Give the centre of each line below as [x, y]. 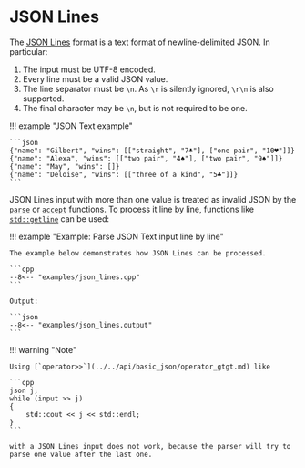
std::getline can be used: [60, 218]
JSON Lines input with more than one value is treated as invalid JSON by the [153, 199]
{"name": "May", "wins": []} [65, 166]
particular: [29, 51]
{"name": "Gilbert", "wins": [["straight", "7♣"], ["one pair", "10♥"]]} [152, 151]
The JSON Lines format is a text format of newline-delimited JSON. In [140, 42]
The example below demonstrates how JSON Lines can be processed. [138, 253]
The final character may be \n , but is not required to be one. [135, 108]
